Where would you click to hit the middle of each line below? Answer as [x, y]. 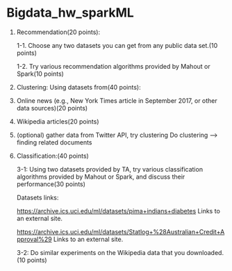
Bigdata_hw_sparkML [71, 13]
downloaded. [205, 252]
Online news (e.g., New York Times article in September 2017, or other [117, 100]
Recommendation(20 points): [58, 32]
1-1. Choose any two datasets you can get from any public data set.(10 [117, 45]
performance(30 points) [51, 184]
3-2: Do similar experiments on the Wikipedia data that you [101, 252]
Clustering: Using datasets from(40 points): [78, 87]
